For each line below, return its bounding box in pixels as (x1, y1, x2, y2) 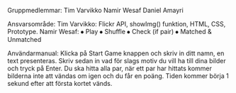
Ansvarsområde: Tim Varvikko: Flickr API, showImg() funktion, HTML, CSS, (7, 20, 226, 28)
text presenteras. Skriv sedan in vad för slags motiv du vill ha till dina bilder (7, 57, 226, 65)
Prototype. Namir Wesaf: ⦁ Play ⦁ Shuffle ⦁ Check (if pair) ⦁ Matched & (7, 28, 213, 35)
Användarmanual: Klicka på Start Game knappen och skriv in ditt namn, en (7, 49, 225, 58)
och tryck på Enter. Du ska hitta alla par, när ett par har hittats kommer (7, 64, 213, 72)
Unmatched (7, 35, 42, 43)
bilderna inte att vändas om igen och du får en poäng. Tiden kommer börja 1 (7, 72, 229, 80)
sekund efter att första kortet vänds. (7, 80, 113, 87)
